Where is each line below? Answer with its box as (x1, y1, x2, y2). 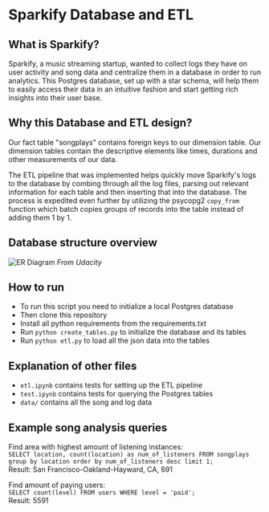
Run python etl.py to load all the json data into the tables (19, 335, 210, 346)
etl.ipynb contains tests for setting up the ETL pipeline (19, 380, 203, 390)
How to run (8, 281, 65, 295)
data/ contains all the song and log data (19, 397, 153, 407)
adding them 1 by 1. (8, 213, 72, 222)
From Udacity (56, 257, 102, 266)
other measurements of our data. (8, 154, 118, 164)
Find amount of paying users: (8, 480, 106, 490)
